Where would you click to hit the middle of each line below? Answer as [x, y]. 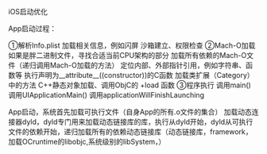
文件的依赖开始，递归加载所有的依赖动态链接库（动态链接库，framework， [130, 132]
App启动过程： [33, 29]
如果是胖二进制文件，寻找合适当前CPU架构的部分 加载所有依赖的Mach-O [128, 55]
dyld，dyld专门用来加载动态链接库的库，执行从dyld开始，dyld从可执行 [137, 122]
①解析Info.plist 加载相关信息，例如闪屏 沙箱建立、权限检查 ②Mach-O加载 [132, 45]
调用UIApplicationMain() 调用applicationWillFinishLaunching [106, 95]
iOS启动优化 [28, 12]
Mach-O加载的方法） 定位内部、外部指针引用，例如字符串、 [148, 65]
